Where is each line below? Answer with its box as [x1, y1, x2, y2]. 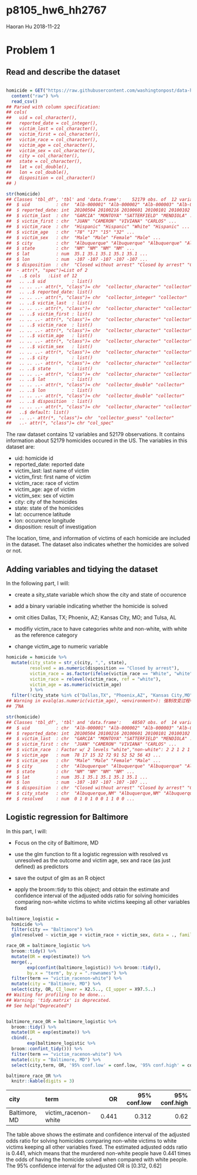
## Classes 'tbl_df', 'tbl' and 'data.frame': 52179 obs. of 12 [6, 196, 177, 203]
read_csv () [11, 98, 38, 105]
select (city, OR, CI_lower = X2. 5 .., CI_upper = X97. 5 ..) [11, 987, 157, 992]
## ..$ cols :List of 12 [6, 272, 77, 279]
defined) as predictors [14, 863, 69, 870]
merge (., [11, 959, 33, 965]
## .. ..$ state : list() [6, 365, 93, 372]
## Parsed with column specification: [6, 104, 101, 110]
